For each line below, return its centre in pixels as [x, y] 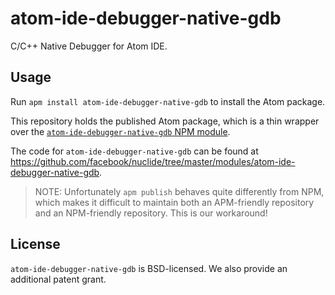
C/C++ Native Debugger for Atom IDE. [89, 46]
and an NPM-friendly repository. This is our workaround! [151, 213]
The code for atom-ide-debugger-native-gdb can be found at [134, 151]
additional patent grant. [58, 279]
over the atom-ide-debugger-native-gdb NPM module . [120, 131]
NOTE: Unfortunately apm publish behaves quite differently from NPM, [179, 191]
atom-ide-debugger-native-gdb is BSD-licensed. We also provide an [149, 268]
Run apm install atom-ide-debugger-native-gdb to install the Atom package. [168, 101]
